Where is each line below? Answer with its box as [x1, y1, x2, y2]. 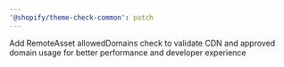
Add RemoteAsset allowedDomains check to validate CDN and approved [9, 38, 276, 48]
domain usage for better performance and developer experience [9, 46, 246, 58]
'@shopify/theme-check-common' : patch [9, 13, 154, 22]
